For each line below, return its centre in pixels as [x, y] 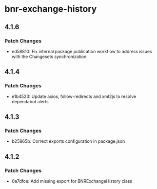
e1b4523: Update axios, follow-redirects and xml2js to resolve [74, 96]
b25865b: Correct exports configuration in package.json [68, 141]
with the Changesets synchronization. [50, 57]
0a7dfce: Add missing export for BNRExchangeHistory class [72, 181]
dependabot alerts [30, 101]
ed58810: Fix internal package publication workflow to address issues [82, 51]
